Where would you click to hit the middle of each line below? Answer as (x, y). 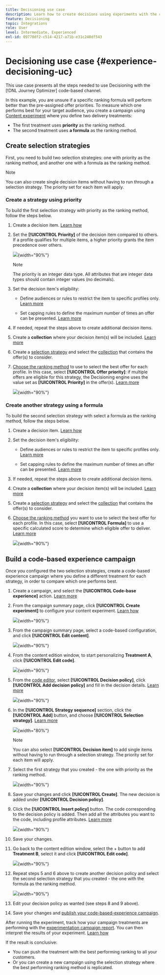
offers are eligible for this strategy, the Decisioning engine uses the (80, 377)
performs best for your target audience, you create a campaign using (75, 110)
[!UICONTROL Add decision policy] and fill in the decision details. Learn (86, 685)
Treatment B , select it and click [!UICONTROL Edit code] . (71, 854)
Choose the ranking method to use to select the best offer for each (80, 366)
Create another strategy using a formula (54, 405)
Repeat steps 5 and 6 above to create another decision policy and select (86, 873)
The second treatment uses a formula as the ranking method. (75, 130)
